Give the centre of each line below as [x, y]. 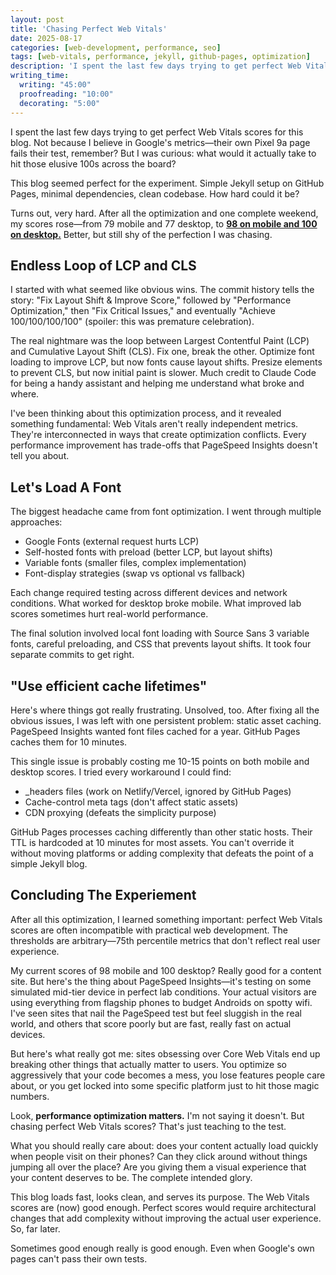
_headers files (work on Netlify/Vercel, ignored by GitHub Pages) [158, 791]
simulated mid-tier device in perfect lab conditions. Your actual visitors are [163, 992]
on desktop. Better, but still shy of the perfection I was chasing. [141, 234]
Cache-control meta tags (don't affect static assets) [131, 802]
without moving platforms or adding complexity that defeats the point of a [162, 853]
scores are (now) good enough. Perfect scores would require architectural [163, 1207]
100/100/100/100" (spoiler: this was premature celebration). [132, 322]
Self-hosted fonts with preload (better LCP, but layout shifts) [148, 552]
